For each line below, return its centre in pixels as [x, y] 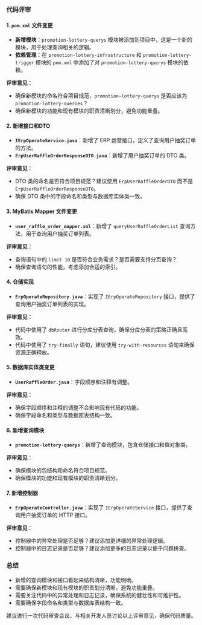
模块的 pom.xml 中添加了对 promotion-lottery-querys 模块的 [109, 62]
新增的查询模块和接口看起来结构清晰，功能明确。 [76, 580]
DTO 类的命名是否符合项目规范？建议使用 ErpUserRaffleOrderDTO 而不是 [104, 181]
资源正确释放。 [33, 352]
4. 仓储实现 [20, 282]
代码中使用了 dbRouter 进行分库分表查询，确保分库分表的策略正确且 [99, 329]
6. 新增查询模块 [25, 430]
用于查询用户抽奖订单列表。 [60, 234]
